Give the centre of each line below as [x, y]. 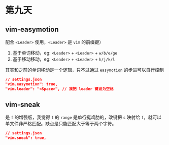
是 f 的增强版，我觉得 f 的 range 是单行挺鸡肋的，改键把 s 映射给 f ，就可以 [83, 117]
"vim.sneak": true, [26, 138]
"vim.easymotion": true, [31, 84]
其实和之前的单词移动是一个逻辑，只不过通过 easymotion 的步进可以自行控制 [84, 70]
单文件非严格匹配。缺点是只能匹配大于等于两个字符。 [61, 124]
